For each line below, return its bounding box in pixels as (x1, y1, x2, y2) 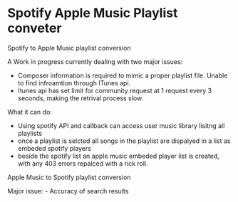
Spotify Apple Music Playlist (7, 5, 178, 21)
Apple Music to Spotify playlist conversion (7, 173, 131, 181)
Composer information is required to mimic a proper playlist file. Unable (17, 71, 228, 80)
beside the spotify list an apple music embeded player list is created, (17, 151, 219, 160)
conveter (7, 20, 62, 36)
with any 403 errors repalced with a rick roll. (17, 159, 148, 168)
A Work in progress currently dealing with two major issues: (7, 57, 183, 65)
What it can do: (7, 107, 52, 116)
